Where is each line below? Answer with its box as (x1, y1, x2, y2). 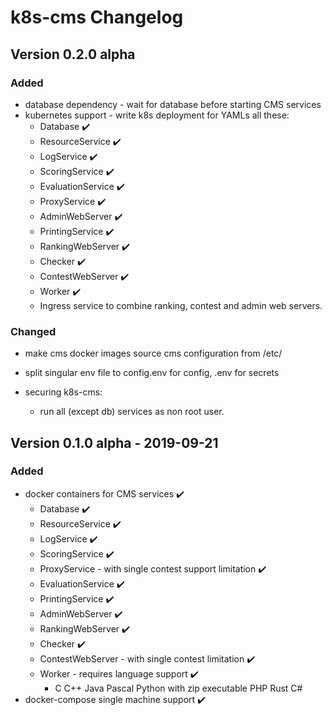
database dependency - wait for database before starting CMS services (24, 98, 322, 110)
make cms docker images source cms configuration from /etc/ (24, 347, 283, 360)
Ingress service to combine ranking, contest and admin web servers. (39, 299, 323, 311)
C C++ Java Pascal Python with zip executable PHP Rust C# (54, 682, 303, 694)
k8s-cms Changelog (10, 6, 184, 29)
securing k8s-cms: (24, 386, 103, 398)
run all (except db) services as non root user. (39, 406, 225, 418)
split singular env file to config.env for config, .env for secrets (24, 367, 280, 379)
